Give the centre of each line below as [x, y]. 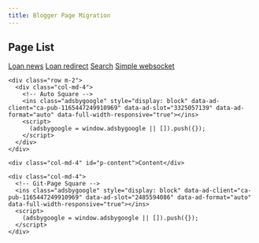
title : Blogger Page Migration [59, 15]
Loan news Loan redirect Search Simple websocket [91, 66]
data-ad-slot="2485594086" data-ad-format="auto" [168, 197]
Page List [31, 48]
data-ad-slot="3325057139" [169, 108]
